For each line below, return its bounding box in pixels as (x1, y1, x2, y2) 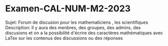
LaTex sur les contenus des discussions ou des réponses (5, 35, 123, 41)
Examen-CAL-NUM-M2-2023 (5, 3, 131, 14)
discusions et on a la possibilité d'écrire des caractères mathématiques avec (5, 30, 163, 36)
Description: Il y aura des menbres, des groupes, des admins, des (5, 24, 141, 30)
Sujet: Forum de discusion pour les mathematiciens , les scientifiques (5, 19, 148, 25)
